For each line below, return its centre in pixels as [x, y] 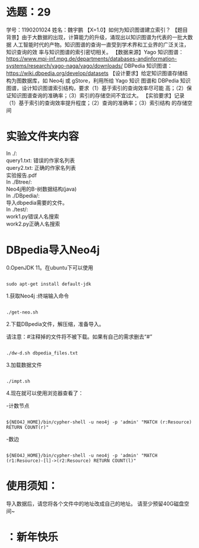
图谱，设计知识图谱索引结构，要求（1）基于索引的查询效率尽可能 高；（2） [97, 88]
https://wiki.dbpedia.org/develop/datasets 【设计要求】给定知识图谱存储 [94, 73]
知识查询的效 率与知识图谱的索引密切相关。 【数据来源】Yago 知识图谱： [95, 52]
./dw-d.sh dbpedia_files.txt [42, 353]
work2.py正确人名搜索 [33, 224]
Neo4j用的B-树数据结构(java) [41, 189]
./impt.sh [18, 381]
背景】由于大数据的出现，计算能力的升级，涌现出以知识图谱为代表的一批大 [97, 37]
